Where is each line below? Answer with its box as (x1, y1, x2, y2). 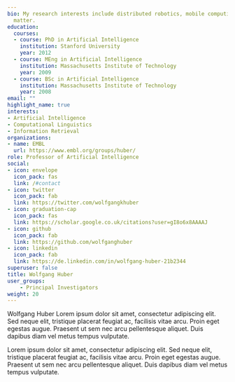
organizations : (7, 134, 52, 141)
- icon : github (7, 225, 52, 232)
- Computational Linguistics (7, 121, 92, 128)
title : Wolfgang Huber (7, 271, 73, 278)
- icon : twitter (7, 186, 55, 193)
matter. (13, 17, 36, 24)
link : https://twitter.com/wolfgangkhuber (13, 199, 139, 207)
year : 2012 (20, 50, 52, 57)
